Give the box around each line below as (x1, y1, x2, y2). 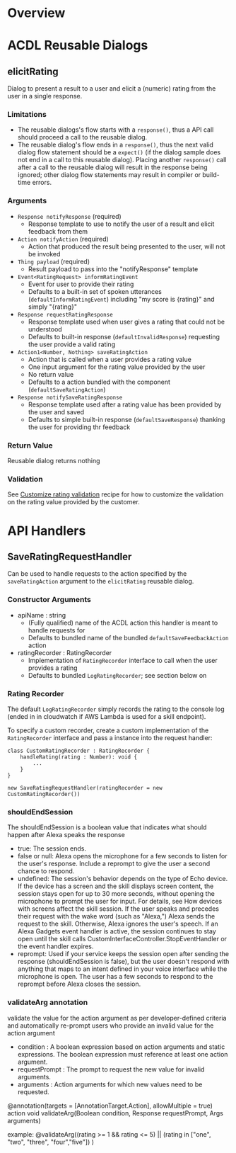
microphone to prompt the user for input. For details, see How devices (17, 897, 223, 906)
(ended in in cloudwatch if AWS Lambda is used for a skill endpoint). (7, 712, 206, 720)
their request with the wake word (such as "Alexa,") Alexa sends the (17, 912, 216, 921)
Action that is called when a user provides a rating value (28, 355, 192, 363)
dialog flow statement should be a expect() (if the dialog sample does (17, 148, 221, 157)
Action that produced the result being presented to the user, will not (28, 242, 225, 251)
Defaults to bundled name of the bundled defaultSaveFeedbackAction (28, 633, 229, 642)
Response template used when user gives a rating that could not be (28, 317, 225, 326)
